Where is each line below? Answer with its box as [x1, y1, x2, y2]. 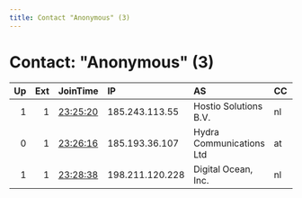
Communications [192, 137, 265, 149]
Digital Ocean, [192, 163, 253, 175]
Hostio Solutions [192, 100, 263, 112]
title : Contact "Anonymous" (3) [9, 13, 130, 22]
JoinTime [58, 85, 99, 97]
